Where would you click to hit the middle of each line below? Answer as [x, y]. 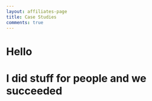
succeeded [34, 91]
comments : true [25, 22]
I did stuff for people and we [76, 78]
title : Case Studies [32, 17]
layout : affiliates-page [37, 11]
